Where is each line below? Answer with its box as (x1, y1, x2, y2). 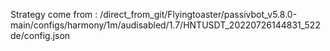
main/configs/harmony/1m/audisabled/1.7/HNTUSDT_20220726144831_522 (10, 19, 321, 31)
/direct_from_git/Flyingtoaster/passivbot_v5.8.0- (99, 9, 298, 20)
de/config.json (10, 30, 71, 41)
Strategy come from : (10, 9, 98, 20)
